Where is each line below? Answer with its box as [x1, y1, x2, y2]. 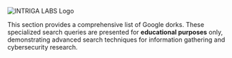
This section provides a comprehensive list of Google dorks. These [7, 21, 205, 28]
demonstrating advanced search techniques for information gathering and [7, 35, 226, 44]
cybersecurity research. [7, 43, 79, 51]
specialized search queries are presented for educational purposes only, [7, 28, 223, 36]
